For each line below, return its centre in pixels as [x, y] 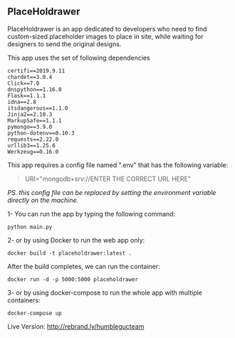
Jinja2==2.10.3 [30, 114]
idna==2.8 [22, 102]
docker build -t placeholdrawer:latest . [70, 253]
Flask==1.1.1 [27, 95]
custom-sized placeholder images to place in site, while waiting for [105, 36]
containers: [24, 300]
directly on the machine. [43, 200]
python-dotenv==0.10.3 [41, 133]
